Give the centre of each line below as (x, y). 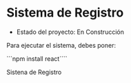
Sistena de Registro (34, 72)
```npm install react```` (37, 58)
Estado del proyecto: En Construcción (70, 32)
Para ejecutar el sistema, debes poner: (61, 45)
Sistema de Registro (65, 13)
